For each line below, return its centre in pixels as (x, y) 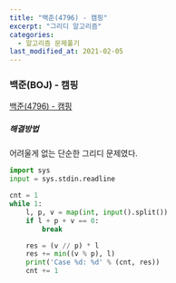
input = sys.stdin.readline (63, 179)
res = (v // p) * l (63, 246)
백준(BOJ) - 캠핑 (44, 85)
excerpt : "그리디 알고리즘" (56, 26)
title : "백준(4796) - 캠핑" (59, 18)
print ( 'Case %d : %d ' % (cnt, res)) (93, 263)
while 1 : (26, 204)
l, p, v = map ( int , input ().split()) (97, 212)
